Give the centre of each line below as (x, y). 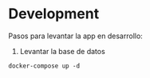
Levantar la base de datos (62, 51)
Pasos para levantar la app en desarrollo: (76, 36)
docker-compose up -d (44, 66)
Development (54, 14)
